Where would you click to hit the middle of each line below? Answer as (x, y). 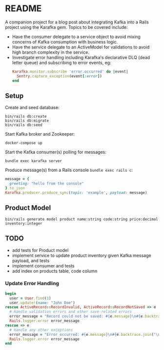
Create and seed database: (32, 107)
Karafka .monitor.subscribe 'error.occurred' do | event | (70, 71)
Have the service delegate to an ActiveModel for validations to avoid (81, 47)
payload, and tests (31, 260)
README (23, 9)
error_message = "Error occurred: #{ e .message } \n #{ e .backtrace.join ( (82, 334)
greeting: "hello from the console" (47, 184)
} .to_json (15, 188)
